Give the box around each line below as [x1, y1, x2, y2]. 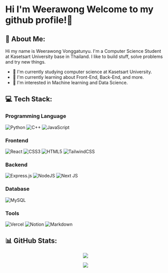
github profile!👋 [5, 14, 73, 26]
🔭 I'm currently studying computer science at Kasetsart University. [12, 69, 152, 75]
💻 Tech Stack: [5, 95, 52, 104]
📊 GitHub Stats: [5, 236, 58, 245]
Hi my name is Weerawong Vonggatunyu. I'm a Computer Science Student [5, 48, 161, 54]
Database [5, 186, 30, 193]
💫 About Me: [5, 35, 46, 43]
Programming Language [5, 113, 66, 120]
